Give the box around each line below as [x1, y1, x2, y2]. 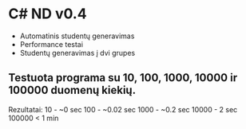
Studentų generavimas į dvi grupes [19, 48, 136, 57]
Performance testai [19, 39, 84, 49]
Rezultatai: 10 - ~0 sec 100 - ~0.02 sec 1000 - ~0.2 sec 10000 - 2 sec [8, 104, 238, 114]
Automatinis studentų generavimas [19, 31, 135, 41]
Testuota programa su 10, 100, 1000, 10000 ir [8, 71, 238, 84]
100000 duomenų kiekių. [8, 84, 137, 97]
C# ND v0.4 [8, 5, 87, 23]
